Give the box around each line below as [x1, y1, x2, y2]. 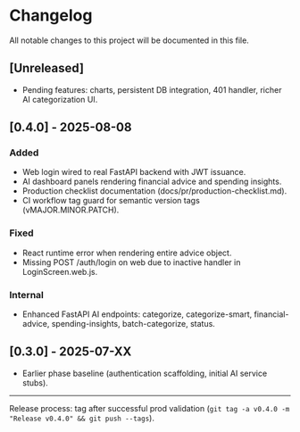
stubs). [21, 377, 49, 388]
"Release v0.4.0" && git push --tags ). [9, 412, 154, 423]
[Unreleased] [9, 61, 85, 76]
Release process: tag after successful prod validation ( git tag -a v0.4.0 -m [9, 403, 290, 413]
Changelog [9, 5, 93, 26]
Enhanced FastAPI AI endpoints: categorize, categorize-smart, [21, 309, 253, 320]
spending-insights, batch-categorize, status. [51, 319, 216, 329]
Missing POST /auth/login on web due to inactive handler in [21, 256, 241, 268]
